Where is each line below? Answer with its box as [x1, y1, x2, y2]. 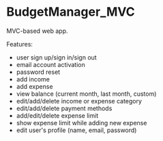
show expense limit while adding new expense [16, 118, 147, 127]
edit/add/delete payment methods [16, 104, 113, 112]
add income [16, 75, 50, 83]
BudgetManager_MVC [6, 4, 135, 20]
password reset [16, 68, 61, 76]
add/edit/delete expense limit [16, 111, 99, 120]
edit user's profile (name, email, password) [16, 126, 137, 134]
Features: [6, 40, 33, 48]
